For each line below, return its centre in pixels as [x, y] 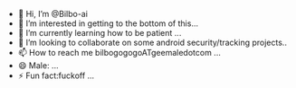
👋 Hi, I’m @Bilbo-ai [53, 14]
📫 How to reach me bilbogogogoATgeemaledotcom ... [119, 53]
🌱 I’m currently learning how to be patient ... [100, 33]
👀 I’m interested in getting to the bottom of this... [108, 23]
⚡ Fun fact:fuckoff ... [56, 75]
